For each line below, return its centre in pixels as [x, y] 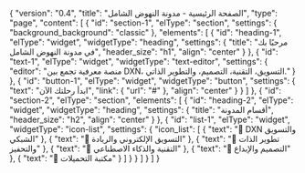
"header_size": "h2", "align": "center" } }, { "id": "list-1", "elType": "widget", [150, 119]
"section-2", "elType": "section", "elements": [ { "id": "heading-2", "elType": [152, 100]
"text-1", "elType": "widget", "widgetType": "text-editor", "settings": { [139, 61]
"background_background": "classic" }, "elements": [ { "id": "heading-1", [146, 32]
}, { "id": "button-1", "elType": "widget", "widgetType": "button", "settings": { [152, 81]
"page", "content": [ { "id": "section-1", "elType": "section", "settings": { [143, 23]
